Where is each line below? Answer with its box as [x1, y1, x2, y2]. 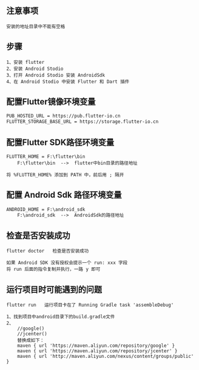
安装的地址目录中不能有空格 [6, 23, 66, 29]
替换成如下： [17, 337, 44, 344]
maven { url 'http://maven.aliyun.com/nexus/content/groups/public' [17, 354, 194, 360]
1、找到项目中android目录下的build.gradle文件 [6, 314, 115, 320]
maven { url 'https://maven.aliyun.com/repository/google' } [17, 343, 175, 349]
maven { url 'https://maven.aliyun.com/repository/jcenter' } [17, 348, 178, 354]
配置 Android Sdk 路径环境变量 [6, 190, 122, 200]
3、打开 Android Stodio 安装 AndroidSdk [6, 72, 105, 78]
